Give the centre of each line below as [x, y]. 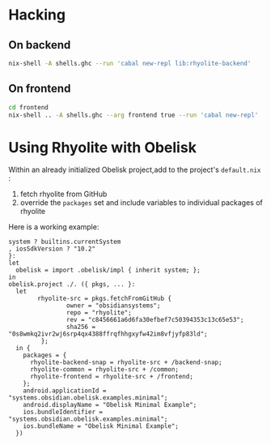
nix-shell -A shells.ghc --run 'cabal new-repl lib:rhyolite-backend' [130, 63]
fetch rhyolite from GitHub [64, 194]
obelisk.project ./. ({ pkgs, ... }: [72, 285]
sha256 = [80, 327]
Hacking [37, 15]
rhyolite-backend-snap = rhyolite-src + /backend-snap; [126, 362]
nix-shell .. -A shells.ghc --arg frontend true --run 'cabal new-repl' [133, 115]
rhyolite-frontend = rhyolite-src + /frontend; [112, 377]
